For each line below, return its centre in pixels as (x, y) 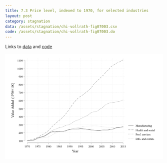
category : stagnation (28, 21)
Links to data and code (29, 47)
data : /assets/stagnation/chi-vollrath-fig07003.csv (61, 27)
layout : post (19, 16)
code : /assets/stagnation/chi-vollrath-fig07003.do (60, 32)
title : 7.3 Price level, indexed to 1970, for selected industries (77, 11)
